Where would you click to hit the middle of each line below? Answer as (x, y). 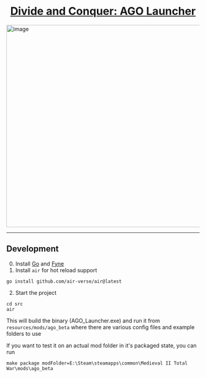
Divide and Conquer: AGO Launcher (103, 11)
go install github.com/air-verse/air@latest (64, 281)
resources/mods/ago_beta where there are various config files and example (101, 327)
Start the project (36, 292)
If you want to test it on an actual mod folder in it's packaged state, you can (102, 345)
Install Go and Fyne (40, 264)
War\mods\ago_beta (30, 368)
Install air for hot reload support (56, 270)
